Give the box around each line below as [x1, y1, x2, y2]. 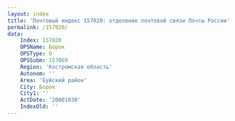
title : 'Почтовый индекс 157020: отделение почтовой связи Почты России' [7, 17, 231, 24]
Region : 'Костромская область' [20, 63, 113, 70]
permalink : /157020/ [7, 23, 69, 31]
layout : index [7, 10, 50, 18]
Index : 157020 [20, 37, 62, 44]
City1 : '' [20, 90, 50, 97]
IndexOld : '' [20, 103, 59, 110]
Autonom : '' [20, 70, 55, 77]
